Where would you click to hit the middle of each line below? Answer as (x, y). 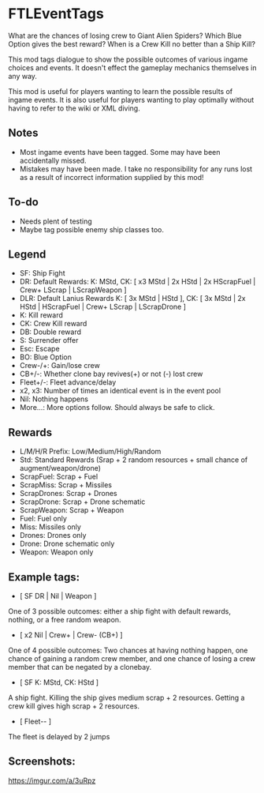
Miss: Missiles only (50, 527)
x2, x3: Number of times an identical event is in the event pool (120, 391)
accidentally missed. (53, 160)
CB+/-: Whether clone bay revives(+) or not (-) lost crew (111, 374)
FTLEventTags (56, 14)
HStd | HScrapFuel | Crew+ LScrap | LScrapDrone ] (103, 307)
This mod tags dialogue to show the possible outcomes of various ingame (128, 59)
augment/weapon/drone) (60, 468)
